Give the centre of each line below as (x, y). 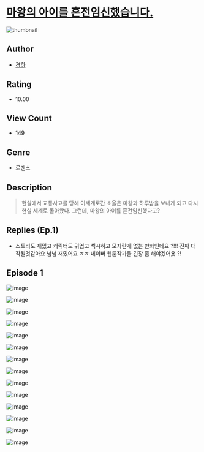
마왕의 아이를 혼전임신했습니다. (80, 13)
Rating (19, 84)
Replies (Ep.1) (32, 230)
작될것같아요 (30, 253)
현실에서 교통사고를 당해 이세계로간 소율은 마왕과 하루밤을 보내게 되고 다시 (110, 203)
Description (29, 187)
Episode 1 (25, 273)
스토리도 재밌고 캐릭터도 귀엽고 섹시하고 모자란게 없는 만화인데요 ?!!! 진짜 (102, 246)
